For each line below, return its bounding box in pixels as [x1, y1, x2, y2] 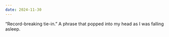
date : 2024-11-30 [5, 7, 42, 12]
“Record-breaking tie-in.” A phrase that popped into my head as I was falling [5, 21, 164, 27]
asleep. [5, 26, 21, 32]
